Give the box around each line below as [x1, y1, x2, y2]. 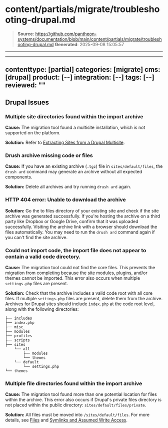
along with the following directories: [5, 306, 79, 312]
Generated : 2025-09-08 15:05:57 [54, 41, 124, 47]
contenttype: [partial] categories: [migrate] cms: [5, 65, 161, 74]
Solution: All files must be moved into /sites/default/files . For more [5, 412, 150, 418]
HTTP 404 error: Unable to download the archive [5, 196, 126, 203]
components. [5, 174, 32, 180]
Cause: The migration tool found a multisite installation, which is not [5, 124, 145, 131]
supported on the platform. [5, 130, 61, 136]
